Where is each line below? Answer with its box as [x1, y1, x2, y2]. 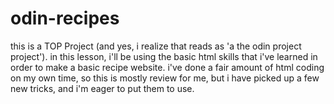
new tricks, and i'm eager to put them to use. [10, 82, 195, 94]
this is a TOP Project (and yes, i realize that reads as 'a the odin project [10, 40, 302, 52]
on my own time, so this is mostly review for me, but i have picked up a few [10, 72, 320, 84]
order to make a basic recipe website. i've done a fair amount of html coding [10, 61, 325, 73]
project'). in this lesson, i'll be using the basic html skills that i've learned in [10, 50, 318, 62]
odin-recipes [10, 7, 120, 30]
